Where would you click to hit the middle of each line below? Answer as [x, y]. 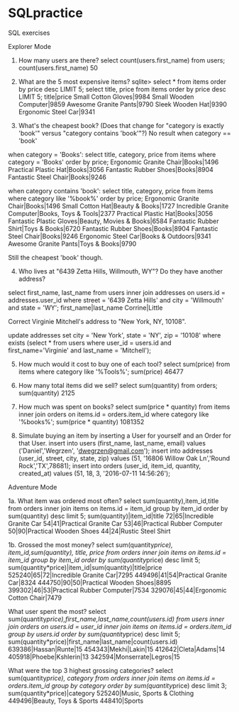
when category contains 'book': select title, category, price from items [111, 190]
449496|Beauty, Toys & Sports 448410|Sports [76, 701]
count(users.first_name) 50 [58, 68]
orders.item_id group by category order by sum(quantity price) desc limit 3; [118, 685]
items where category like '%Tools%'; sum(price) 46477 [101, 372]
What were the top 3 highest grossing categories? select [91, 670]
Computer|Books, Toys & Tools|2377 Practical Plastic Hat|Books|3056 [111, 213]
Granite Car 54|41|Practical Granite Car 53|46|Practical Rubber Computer [115, 523]
